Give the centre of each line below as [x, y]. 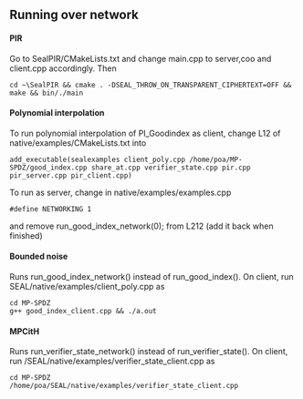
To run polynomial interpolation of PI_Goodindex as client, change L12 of [145, 133]
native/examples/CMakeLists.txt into [78, 143]
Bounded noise [39, 256]
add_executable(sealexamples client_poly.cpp [97, 159]
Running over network [74, 15]
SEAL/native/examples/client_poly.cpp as [87, 286]
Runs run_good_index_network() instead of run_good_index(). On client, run [151, 276]
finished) [26, 235]
